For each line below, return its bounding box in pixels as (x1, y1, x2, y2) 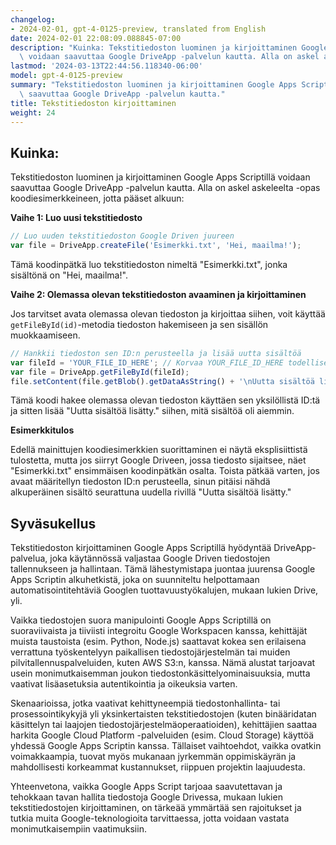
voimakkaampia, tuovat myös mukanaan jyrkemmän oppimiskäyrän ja (10, 751, 297, 763)
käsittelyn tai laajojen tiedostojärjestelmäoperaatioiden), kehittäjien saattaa (10, 719, 318, 731)
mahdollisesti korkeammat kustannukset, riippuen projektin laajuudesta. (10, 761, 306, 773)
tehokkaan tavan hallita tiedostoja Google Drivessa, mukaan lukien (10, 791, 283, 803)
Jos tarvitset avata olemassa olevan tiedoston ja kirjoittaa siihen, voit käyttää (10, 307, 326, 320)
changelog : (10, 14, 56, 25)
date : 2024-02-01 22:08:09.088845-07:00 (10, 33, 182, 43)
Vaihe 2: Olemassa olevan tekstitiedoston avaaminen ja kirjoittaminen (10, 288, 307, 300)
